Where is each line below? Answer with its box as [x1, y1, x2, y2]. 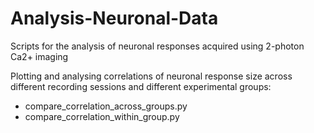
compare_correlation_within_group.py [24, 110, 180, 122]
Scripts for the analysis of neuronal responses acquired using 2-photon [10, 40, 305, 52]
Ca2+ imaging [10, 50, 69, 62]
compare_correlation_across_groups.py [24, 100, 188, 112]
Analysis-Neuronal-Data [10, 7, 219, 30]
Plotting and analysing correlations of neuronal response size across [10, 70, 293, 82]
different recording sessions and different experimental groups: [10, 80, 272, 92]
